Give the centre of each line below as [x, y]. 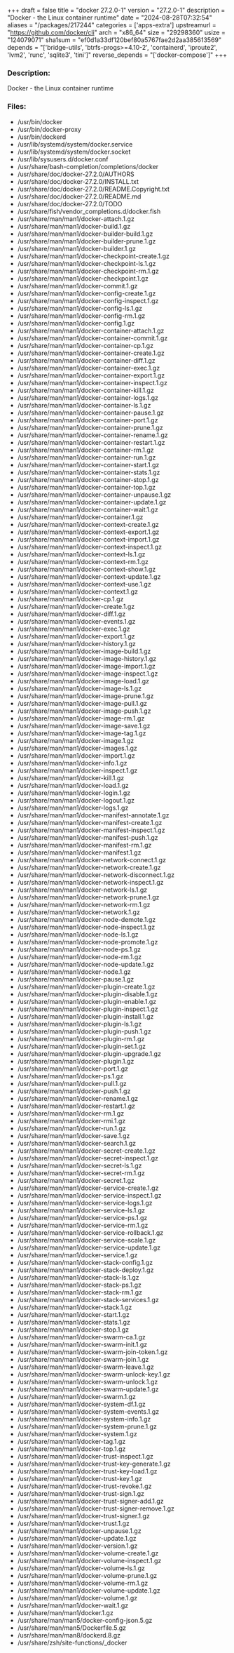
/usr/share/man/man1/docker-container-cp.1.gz [85, 345]
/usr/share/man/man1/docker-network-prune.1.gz [88, 897]
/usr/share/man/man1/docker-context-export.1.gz [88, 532]
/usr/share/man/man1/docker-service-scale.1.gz [87, 1240]
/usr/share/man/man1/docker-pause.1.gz [76, 979]
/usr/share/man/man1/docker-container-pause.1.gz [91, 413]
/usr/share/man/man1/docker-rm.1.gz [71, 1113]
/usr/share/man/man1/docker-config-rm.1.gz [81, 316]
